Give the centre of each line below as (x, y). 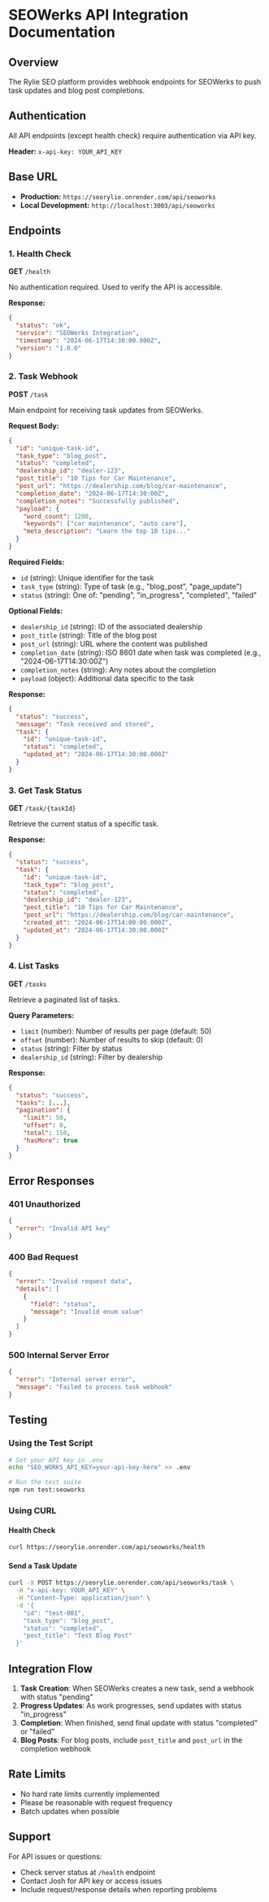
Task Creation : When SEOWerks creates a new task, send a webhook (137, 1688)
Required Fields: (37, 562)
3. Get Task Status (46, 790)
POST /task (28, 394)
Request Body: (34, 425)
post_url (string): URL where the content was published (114, 643)
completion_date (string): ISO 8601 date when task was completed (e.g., (141, 652)
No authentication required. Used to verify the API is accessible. (116, 287)
